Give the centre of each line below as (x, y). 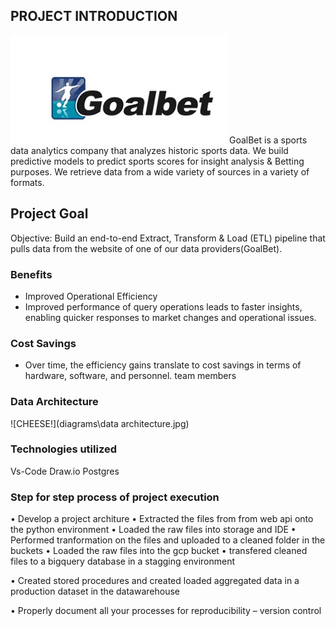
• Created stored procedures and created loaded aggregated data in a (155, 581)
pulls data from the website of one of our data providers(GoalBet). (146, 248)
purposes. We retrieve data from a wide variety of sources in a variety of (160, 171)
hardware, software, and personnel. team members (130, 376)
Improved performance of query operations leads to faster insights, (163, 306)
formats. (27, 182)
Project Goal (49, 214)
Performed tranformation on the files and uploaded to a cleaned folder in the (168, 540)
